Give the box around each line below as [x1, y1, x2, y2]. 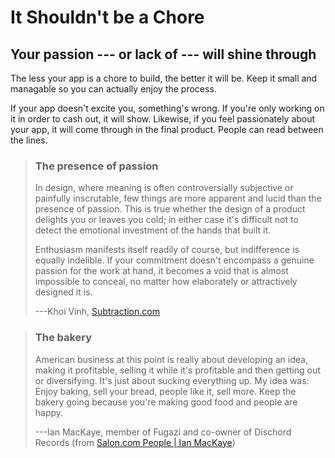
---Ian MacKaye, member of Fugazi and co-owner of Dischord [34, 426, 292, 438]
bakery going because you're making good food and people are [34, 396, 298, 408]
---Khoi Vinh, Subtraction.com [34, 306, 160, 318]
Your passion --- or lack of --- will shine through [10, 46, 317, 63]
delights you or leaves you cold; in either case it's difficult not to [34, 214, 299, 226]
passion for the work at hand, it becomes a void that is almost [34, 265, 289, 277]
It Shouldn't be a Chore [10, 6, 205, 29]
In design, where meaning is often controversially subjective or [34, 182, 294, 194]
